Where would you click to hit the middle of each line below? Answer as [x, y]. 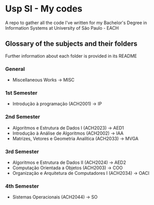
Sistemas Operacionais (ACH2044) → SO [55, 197]
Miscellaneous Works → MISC [43, 80]
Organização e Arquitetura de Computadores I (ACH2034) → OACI [81, 173]
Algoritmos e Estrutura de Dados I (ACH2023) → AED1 [68, 128]
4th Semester [22, 186]
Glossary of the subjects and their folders [71, 44]
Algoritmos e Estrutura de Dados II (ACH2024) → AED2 [69, 162]
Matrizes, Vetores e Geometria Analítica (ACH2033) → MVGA [75, 138]
